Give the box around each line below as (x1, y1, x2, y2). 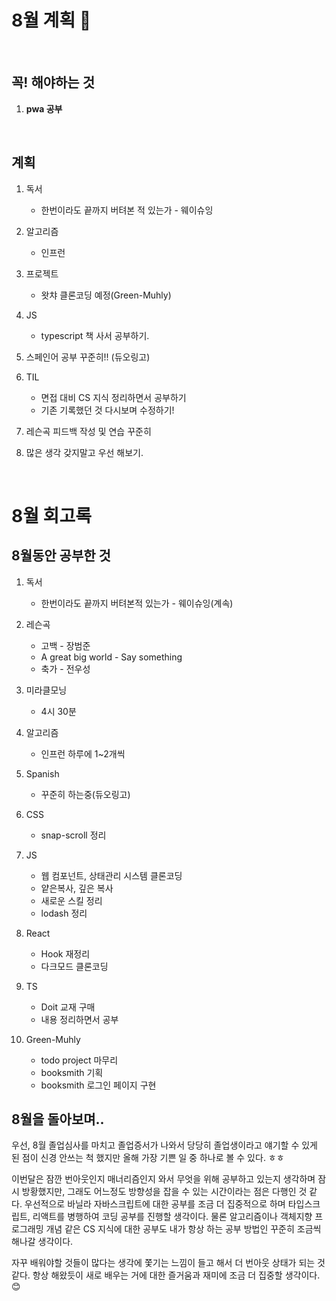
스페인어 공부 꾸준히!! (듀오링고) (25, 351, 151, 363)
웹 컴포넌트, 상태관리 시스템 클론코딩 (40, 869, 183, 881)
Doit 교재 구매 (40, 1001, 96, 1013)
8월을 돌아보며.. (11, 1111, 105, 1128)
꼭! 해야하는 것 (11, 74, 95, 91)
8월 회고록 (11, 504, 92, 527)
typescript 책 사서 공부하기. (40, 329, 150, 341)
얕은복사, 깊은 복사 (40, 882, 114, 894)
